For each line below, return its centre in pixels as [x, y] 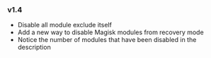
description [34, 48]
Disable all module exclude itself [64, 25]
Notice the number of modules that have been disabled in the [107, 40]
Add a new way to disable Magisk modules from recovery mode [110, 32]
